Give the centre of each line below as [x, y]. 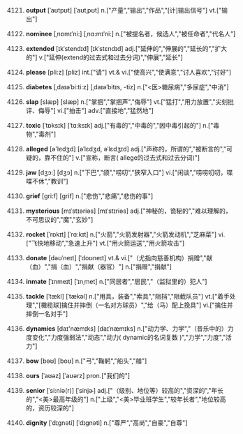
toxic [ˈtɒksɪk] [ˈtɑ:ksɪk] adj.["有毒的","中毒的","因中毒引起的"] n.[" [119, 125]
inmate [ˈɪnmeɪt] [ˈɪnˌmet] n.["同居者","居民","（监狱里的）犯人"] [116, 282]
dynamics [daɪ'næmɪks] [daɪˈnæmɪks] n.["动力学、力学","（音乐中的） [126, 329]
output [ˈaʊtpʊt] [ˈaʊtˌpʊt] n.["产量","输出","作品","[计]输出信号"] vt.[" [124, 10]
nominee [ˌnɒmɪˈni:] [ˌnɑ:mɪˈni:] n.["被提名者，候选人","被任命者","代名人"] [131, 34]
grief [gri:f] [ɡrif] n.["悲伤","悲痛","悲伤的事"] [89, 196]
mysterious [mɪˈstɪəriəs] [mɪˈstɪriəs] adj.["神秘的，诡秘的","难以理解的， [128, 211]
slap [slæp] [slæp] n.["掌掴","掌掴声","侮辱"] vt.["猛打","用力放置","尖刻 [127, 102]
